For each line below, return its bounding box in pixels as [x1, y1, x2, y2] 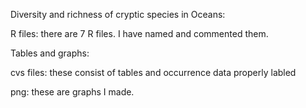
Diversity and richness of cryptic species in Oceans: [10, 9, 226, 20]
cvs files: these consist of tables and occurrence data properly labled [10, 67, 297, 78]
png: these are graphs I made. [10, 86, 135, 98]
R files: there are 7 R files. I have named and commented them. [10, 28, 269, 39]
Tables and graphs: [10, 47, 90, 59]
